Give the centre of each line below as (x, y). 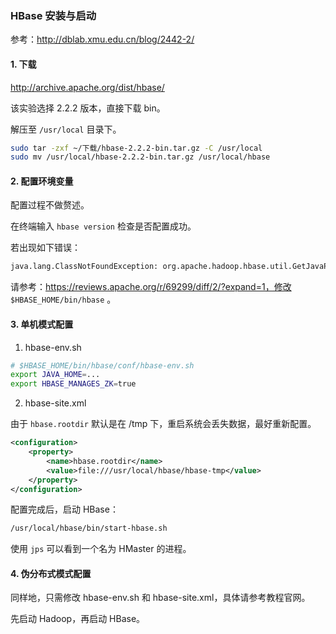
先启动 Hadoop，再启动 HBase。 (78, 619)
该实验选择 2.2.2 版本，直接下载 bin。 (88, 108)
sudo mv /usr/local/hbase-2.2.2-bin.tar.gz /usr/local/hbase (140, 157)
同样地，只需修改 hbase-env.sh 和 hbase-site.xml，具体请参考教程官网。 (160, 598)
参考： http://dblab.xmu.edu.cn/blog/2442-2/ (102, 39)
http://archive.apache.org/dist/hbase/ (87, 87)
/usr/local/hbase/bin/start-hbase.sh (89, 528)
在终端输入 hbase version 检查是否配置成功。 (103, 226)
